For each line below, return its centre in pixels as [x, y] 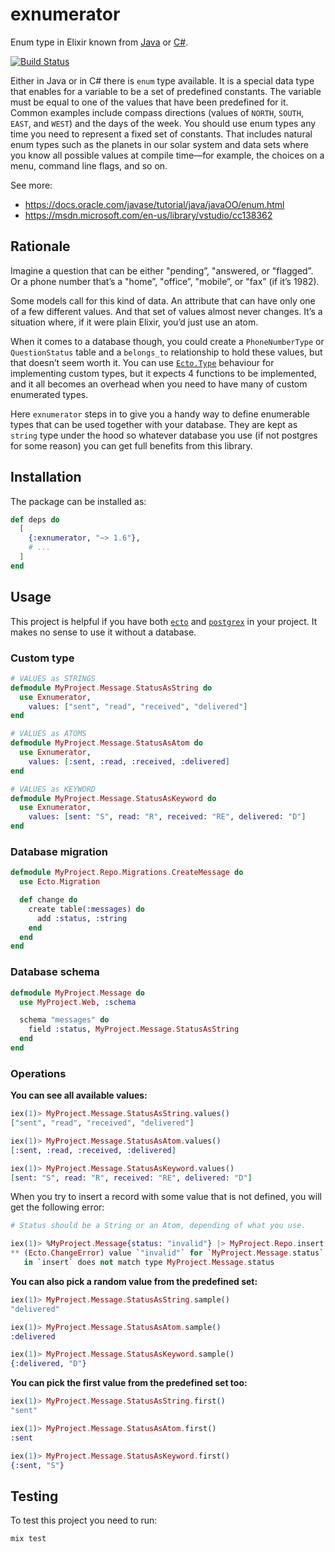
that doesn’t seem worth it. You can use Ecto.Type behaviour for [142, 362]
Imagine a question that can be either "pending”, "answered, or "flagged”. [162, 270]
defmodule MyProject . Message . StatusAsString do [111, 688]
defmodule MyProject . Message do [77, 993]
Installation [46, 477]
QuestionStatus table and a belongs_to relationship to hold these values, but [166, 352]
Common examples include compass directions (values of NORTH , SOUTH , [157, 112]
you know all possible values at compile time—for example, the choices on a [167, 155]
